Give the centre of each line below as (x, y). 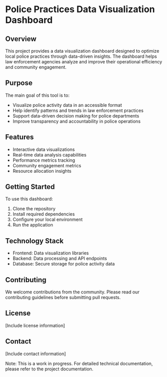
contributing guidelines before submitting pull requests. (63, 297)
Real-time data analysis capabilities (50, 155)
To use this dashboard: (29, 199)
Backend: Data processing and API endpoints (60, 258)
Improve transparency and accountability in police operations (76, 121)
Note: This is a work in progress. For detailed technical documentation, (79, 363)
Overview (21, 39)
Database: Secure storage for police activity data (64, 264)
